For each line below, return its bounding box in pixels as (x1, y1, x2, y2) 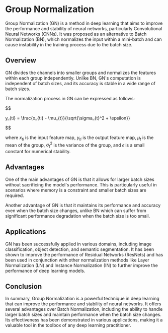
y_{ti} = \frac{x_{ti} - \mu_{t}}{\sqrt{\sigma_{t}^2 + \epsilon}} (5, 115, 131, 121)
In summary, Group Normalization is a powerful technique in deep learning (5, 296, 159, 302)
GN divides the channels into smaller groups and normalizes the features (5, 70, 156, 76)
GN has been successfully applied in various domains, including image (5, 241, 152, 247)
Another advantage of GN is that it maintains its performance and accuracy (5, 202, 161, 208)
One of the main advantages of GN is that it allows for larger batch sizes (5, 176, 154, 182)
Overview (5, 56, 37, 65)
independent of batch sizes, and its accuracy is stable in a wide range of (5, 80, 156, 86)
